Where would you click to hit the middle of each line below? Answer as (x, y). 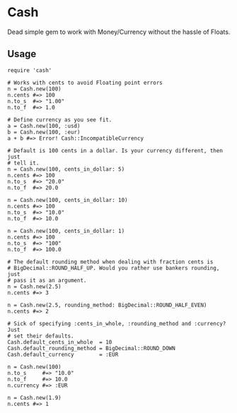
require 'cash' (30, 70)
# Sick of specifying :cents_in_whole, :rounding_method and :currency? (117, 323)
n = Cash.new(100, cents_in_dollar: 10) (68, 200)
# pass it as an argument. (47, 280)
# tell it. (23, 163)
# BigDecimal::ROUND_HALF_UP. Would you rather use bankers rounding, (114, 268)
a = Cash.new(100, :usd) (44, 126)
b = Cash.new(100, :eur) (44, 132)
